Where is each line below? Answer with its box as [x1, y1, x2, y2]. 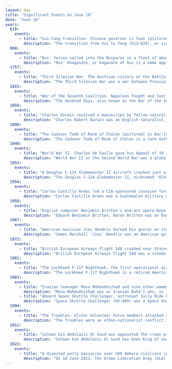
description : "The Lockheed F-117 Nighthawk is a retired [24, 270, 150, 275]
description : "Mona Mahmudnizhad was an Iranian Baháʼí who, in [24, 289, 164, 294]
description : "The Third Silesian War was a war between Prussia [24, 79, 166, 84]
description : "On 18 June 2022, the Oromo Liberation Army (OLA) [24, 356, 166, 361]
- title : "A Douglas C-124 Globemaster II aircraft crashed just [18, 170, 161, 175]
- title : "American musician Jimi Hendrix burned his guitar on [18, 227, 159, 232]
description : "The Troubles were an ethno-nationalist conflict [24, 318, 164, 323]
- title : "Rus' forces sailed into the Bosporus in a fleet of [18, 55, 157, 61]
